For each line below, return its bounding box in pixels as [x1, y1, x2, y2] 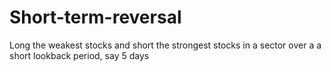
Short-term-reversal [9, 6, 182, 29]
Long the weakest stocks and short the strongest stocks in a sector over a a [9, 39, 322, 51]
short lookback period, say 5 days [9, 49, 150, 61]
